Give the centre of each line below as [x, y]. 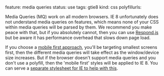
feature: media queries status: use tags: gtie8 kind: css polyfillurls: [74, 7]
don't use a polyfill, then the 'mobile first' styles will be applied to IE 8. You [82, 63]
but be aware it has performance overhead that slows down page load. [78, 38]
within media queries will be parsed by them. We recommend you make [79, 27]
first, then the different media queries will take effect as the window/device [82, 52]
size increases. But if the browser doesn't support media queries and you [81, 58]
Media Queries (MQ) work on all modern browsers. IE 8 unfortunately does [82, 17]
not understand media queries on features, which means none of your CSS [82, 22]
